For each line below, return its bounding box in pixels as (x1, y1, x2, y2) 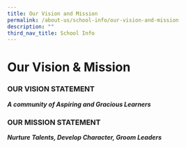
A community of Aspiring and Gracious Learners (7, 100, 151, 108)
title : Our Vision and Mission (7, 10, 98, 17)
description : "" (7, 23, 54, 30)
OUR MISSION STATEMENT (7, 117, 101, 127)
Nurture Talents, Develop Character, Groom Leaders (7, 133, 162, 142)
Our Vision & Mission (7, 60, 131, 75)
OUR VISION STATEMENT (7, 84, 95, 94)
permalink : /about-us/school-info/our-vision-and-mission (7, 17, 179, 24)
